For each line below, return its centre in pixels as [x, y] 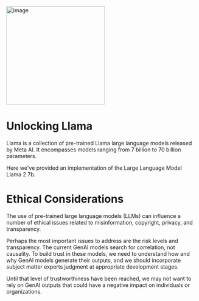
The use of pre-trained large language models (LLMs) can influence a [94, 216]
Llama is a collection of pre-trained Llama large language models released [99, 143]
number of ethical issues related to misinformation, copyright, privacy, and [100, 222]
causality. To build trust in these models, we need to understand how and [98, 253]
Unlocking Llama [50, 126]
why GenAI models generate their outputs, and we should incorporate [94, 260]
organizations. [24, 291]
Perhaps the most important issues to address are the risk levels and [92, 241]
